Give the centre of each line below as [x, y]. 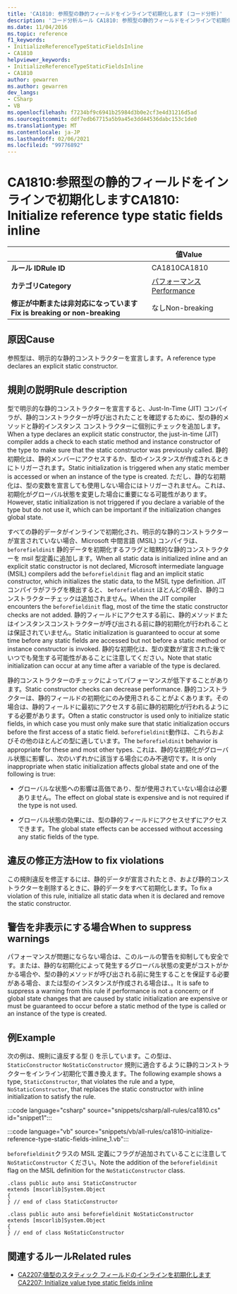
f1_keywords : [26, 40]
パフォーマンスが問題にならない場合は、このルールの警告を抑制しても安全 [115, 957]
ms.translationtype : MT [42, 126]
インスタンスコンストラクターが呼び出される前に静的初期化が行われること [121, 624]
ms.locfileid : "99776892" [45, 146]
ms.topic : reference [38, 34]
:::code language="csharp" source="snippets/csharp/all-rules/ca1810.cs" [114, 1110]
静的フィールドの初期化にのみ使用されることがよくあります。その [133, 698]
